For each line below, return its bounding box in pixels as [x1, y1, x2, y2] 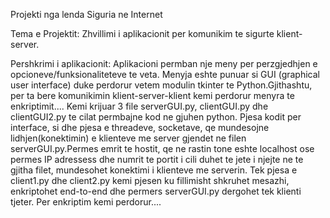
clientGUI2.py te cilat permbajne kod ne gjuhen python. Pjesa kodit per [10, 111, 302, 123]
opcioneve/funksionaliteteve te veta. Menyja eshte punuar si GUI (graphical [10, 69, 320, 80]
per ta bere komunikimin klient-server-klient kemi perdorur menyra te [10, 90, 295, 101]
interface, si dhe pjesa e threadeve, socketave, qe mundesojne [10, 122, 270, 133]
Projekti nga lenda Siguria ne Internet [10, 9, 163, 20]
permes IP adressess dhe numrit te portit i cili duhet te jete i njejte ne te [10, 154, 304, 165]
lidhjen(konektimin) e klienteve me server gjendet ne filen [10, 132, 247, 144]
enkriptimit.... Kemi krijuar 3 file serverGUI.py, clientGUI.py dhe [10, 100, 269, 112]
